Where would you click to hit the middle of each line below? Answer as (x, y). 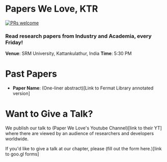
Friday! (14, 42)
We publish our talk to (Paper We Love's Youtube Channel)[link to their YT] (83, 128)
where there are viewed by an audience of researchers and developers (80, 134)
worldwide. (17, 139)
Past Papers (31, 74)
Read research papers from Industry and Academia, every (78, 36)
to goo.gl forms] (22, 154)
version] (21, 93)
